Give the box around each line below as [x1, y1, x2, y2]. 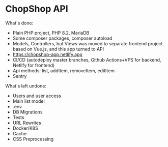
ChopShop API [5, 3, 69, 15]
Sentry [12, 73, 27, 79]
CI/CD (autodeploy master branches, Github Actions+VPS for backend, [12, 56, 161, 63]
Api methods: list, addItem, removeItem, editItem [12, 67, 115, 74]
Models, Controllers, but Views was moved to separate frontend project [12, 40, 163, 46]
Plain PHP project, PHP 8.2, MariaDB [12, 30, 90, 36]
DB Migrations [12, 109, 43, 115]
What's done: [5, 20, 34, 26]
